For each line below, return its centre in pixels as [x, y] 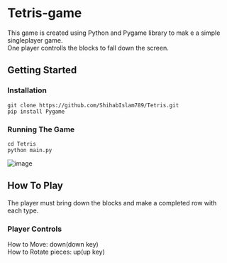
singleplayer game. [35, 40]
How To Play [35, 186]
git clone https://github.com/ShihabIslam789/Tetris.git [93, 105]
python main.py [30, 150]
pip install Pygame [36, 112]
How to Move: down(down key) [53, 245]
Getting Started [42, 70]
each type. [23, 210]
